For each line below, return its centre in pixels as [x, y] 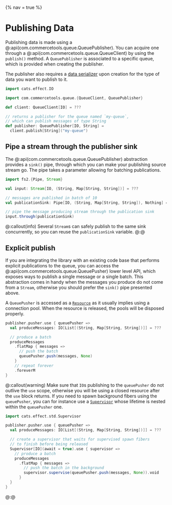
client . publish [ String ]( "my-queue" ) [49, 131]
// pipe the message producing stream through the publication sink [80, 212]
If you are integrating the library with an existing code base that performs [82, 260]
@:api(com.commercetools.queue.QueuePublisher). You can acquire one [82, 48]
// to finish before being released [49, 444]
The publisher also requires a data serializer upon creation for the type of [82, 74]
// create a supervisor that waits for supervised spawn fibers [80, 439]
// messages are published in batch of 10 [51, 198]
